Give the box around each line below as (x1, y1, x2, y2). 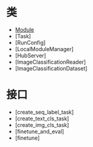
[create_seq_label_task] (14, 108, 74, 115)
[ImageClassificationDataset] (14, 64, 88, 72)
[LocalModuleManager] (14, 45, 74, 52)
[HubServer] (14, 52, 46, 59)
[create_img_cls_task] (14, 121, 69, 128)
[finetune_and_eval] (14, 128, 65, 135)
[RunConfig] (14, 39, 46, 46)
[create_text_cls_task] (14, 115, 69, 122)
